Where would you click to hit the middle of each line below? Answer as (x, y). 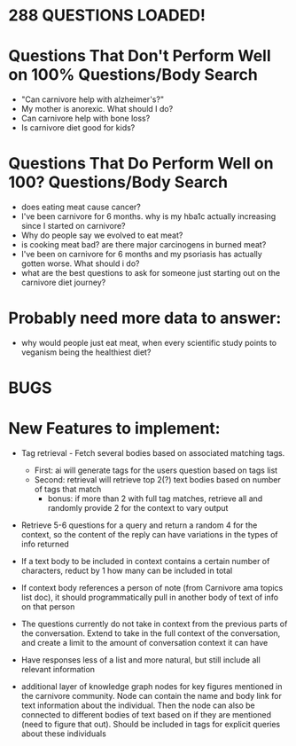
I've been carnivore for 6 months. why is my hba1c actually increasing (148, 216)
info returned (45, 544)
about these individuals (64, 734)
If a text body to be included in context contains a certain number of (145, 561)
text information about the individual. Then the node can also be (138, 705)
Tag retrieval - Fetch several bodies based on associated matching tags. (153, 453)
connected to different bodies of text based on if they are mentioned (146, 715)
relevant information (58, 670)
